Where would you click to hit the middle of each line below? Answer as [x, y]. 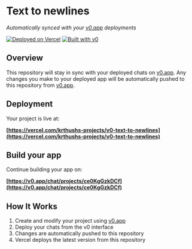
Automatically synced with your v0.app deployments [71, 28]
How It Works [32, 206]
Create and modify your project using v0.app [70, 221]
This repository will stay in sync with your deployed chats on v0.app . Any [96, 72]
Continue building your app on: [44, 169]
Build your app [34, 155]
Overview [25, 58]
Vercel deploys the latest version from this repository [80, 240]
